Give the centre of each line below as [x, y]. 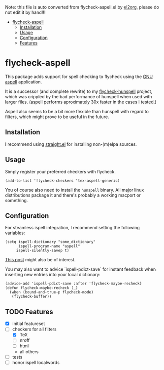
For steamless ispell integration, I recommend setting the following [73, 228]
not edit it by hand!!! [25, 12]
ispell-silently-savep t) [43, 251]
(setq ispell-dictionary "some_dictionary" [50, 242]
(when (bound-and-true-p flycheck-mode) [51, 292]
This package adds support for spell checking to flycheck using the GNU [79, 77]
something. [16, 200]
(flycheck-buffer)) [32, 297]
